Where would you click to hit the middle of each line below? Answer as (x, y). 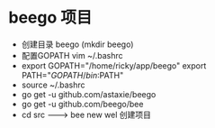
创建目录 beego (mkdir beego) (77, 44)
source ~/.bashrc (54, 85)
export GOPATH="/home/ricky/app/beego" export (114, 65)
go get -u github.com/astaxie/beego (89, 94)
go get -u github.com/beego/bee (82, 104)
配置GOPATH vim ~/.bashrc (72, 55)
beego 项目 (50, 18)
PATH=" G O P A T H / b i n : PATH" (72, 75)
